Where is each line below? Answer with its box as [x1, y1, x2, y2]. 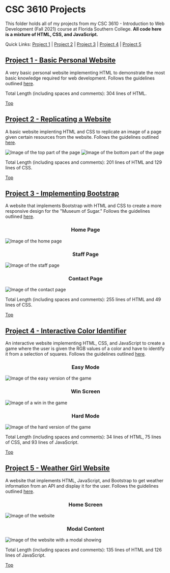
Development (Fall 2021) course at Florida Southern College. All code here [5, 26, 162, 32]
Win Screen [71, 388, 100, 395]
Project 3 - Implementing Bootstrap [5, 189, 120, 197]
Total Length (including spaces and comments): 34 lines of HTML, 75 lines [5, 434, 161, 440]
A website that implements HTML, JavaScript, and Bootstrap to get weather [5, 477, 164, 483]
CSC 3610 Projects [5, 4, 86, 15]
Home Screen [68, 501, 103, 508]
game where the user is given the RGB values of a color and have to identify [5, 345, 164, 352]
